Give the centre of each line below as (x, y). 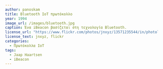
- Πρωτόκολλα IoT (27, 46)
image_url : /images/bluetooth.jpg (40, 23)
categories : (17, 41)
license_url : (18, 32)
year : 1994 (16, 18)
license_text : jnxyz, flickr (34, 37)
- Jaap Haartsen (26, 55)
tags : (10, 50)
